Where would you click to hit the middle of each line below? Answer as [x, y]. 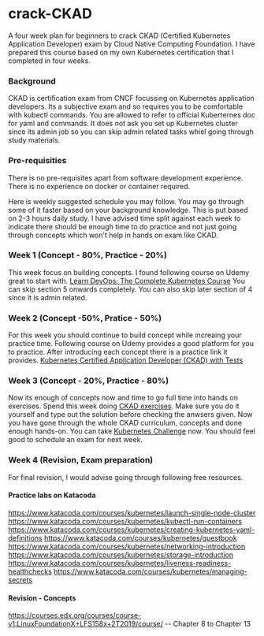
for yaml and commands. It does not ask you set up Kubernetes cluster [123, 124]
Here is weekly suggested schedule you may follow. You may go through [126, 201]
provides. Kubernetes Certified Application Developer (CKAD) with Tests [126, 360]
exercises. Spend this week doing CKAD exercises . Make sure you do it [124, 406]
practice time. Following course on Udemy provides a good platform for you [131, 344]
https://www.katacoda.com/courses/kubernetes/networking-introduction [127, 546]
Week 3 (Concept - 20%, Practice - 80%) [89, 381]
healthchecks [30, 571]
